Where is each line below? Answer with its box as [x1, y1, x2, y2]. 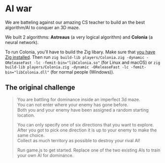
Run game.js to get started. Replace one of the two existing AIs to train [17, 147, 161, 153]
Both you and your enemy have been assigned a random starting [17, 107, 149, 113]
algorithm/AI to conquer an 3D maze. [5, 24, 80, 30]
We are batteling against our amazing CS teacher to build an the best [5, 19, 145, 25]
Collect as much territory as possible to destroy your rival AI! [17, 137, 140, 143]
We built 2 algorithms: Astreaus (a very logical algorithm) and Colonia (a [5, 34, 153, 40]
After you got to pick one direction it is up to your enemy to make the [17, 127, 157, 133]
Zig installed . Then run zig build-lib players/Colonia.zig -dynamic [5, 54, 144, 60]
